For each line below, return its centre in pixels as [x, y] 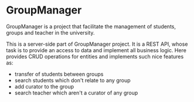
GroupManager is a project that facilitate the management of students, [91, 26]
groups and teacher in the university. [50, 32]
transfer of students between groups [59, 74]
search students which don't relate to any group [72, 80]
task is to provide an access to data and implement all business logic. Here [96, 50]
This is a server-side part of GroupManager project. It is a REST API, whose [97, 44]
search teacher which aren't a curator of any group [76, 93]
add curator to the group [44, 86]
